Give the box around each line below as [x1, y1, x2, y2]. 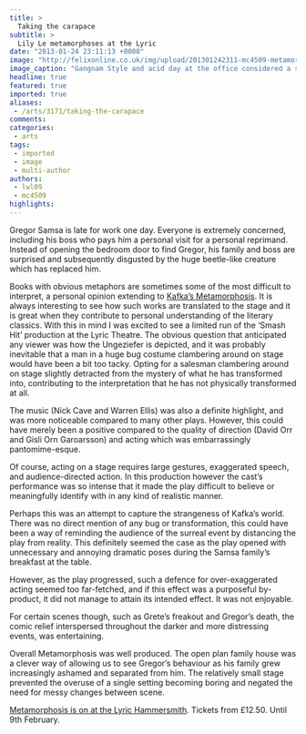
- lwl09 [13, 183, 43, 192]
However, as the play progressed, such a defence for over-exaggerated [9, 574, 278, 585]
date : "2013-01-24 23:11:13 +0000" [9, 47, 145, 56]
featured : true [9, 81, 67, 90]
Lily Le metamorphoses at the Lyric [17, 38, 157, 48]
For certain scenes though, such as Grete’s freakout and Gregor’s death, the [9, 611, 294, 622]
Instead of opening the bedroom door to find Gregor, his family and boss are [9, 243, 296, 255]
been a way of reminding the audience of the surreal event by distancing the [9, 527, 296, 538]
